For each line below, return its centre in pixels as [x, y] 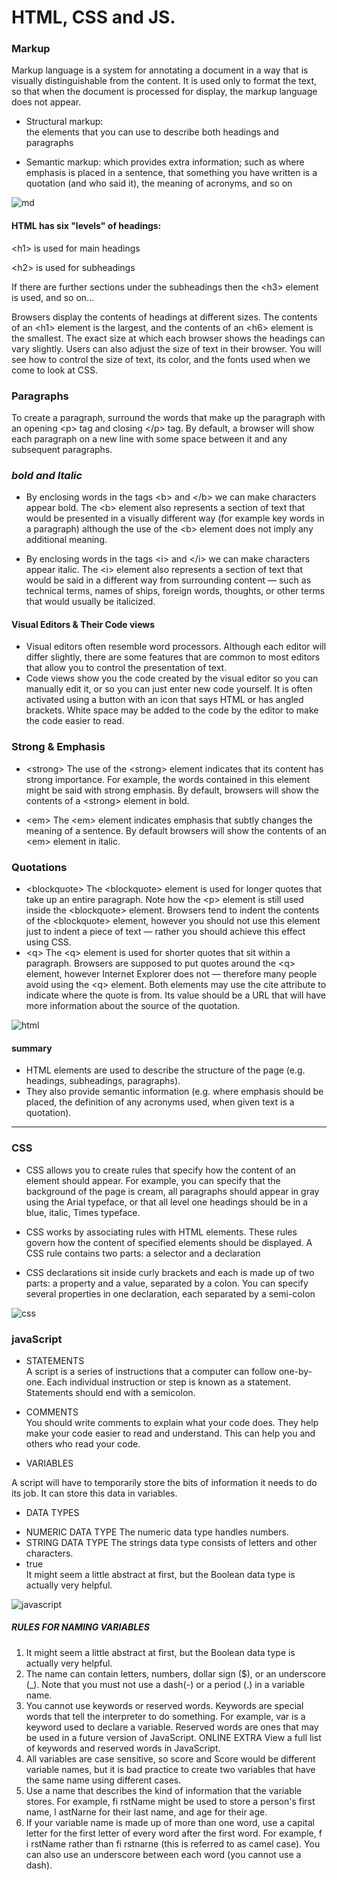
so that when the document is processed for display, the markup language [164, 92]
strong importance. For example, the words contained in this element [168, 779]
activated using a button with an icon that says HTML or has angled [164, 700]
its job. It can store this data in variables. [94, 1493]
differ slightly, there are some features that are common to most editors [173, 657]
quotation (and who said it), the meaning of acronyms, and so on [159, 183]
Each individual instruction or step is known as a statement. [169, 1382]
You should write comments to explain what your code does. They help [172, 1422]
